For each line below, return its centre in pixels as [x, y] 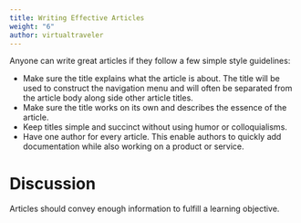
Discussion [52, 183]
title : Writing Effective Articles [77, 18]
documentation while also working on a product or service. [133, 146]
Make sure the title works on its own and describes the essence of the [155, 108]
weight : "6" [32, 27]
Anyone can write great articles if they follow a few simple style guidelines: [150, 61]
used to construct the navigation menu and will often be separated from [157, 89]
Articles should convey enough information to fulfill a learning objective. [145, 209]
